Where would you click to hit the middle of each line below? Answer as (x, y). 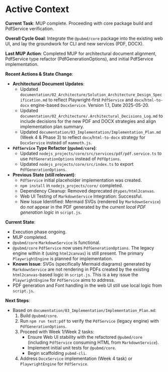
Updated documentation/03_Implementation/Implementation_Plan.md (90, 132)
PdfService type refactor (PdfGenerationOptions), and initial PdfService (79, 58)
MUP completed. (30, 237)
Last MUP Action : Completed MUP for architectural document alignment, (81, 53)
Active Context (37, 9)
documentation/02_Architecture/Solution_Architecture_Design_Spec (91, 95)
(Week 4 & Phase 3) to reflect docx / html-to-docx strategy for (83, 137)
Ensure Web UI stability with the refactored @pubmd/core (85, 337)
